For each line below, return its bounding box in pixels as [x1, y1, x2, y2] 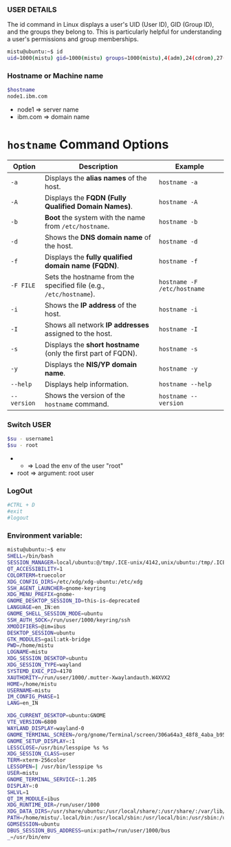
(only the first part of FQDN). [44, 349, 137, 358]
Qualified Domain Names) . [44, 201, 133, 211]
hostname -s [159, 345, 198, 353]
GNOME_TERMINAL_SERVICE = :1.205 [7, 775, 97, 783]
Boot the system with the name [44, 213, 146, 223]
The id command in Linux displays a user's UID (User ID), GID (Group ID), [7, 21, 214, 29]
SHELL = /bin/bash [7, 553, 54, 560]
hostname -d [159, 238, 198, 245]
